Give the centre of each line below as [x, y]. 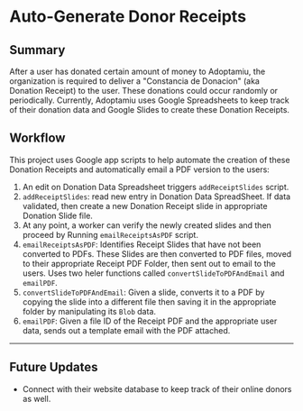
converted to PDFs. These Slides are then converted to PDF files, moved [157, 253]
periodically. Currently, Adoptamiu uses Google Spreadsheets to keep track [150, 100]
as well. [37, 398]
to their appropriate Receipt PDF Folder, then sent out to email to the [149, 263]
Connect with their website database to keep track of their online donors [157, 388]
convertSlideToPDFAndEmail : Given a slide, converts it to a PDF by [143, 292]
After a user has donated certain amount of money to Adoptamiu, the [138, 71]
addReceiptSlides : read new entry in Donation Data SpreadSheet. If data [156, 196]
